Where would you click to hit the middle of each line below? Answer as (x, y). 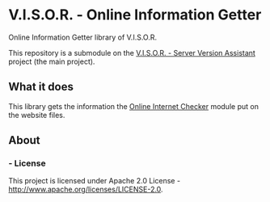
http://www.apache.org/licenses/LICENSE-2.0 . (86, 189)
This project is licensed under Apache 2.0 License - (94, 181)
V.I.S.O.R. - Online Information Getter (135, 15)
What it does (41, 87)
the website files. (37, 115)
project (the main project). (52, 61)
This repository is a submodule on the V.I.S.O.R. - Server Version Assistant (132, 53)
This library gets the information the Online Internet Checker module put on (133, 106)
